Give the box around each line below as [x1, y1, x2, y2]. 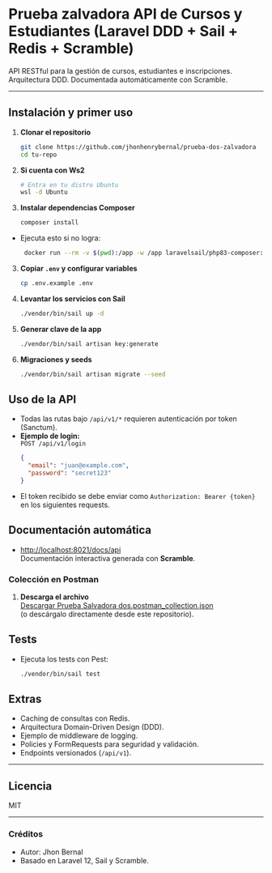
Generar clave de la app [19, 324, 102, 334]
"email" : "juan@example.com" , [28, 462, 130, 470]
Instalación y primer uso [8, 106, 134, 120]
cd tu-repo [19, 151, 57, 159]
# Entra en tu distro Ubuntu [19, 181, 119, 189]
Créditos [8, 828, 43, 840]
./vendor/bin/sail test [19, 670, 101, 678]
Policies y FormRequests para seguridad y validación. [19, 739, 200, 749]
